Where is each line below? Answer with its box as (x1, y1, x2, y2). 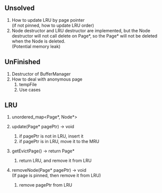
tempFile (19, 81, 37, 87)
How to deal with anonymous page (11, 76, 83, 82)
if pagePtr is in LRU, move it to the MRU (19, 139, 99, 145)
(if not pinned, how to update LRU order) (11, 22, 95, 28)
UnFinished (4, 58, 40, 66)
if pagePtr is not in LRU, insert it (19, 133, 84, 139)
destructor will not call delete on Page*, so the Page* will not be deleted (11, 33, 158, 39)
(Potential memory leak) (11, 43, 61, 49)
